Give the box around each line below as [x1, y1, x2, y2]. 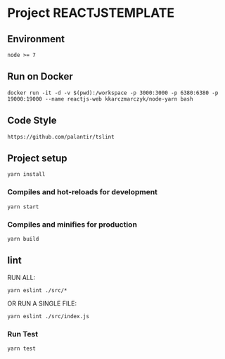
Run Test [7, 329, 39, 339]
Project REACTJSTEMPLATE [7, 5, 175, 21]
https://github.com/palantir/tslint [7, 133, 115, 140]
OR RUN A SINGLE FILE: [7, 299, 77, 308]
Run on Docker [7, 70, 74, 82]
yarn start [7, 203, 39, 210]
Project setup [7, 153, 68, 165]
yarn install [7, 171, 46, 178]
